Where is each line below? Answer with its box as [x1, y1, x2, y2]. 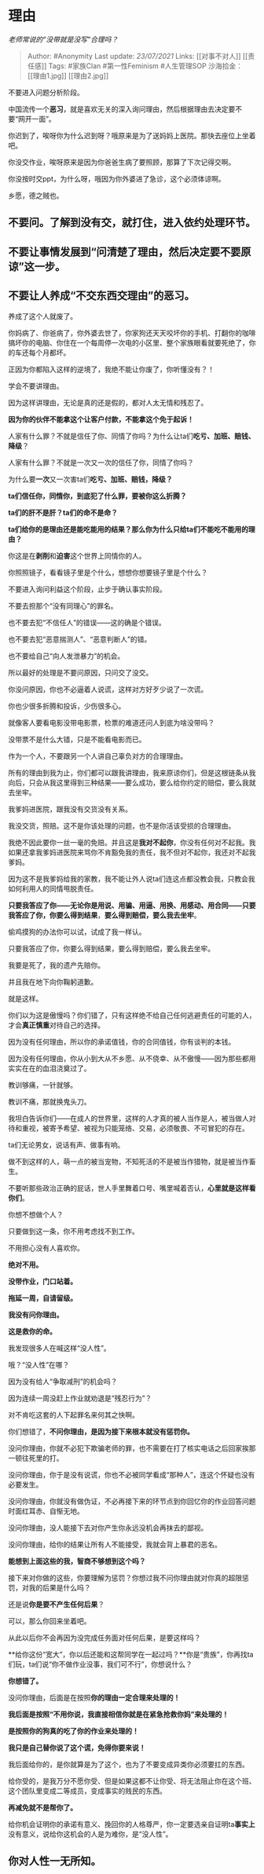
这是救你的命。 [8, 1327, 57, 1336]
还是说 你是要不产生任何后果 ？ [8, 1599, 104, 1609]
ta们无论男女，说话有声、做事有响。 [8, 1140, 125, 1149]
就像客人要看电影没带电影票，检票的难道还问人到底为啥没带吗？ [8, 718, 214, 727]
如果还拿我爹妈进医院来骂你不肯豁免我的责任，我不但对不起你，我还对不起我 [8, 847, 256, 857]
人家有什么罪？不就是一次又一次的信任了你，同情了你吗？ [8, 457, 194, 467]
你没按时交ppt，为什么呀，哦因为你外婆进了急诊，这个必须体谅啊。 [8, 174, 225, 183]
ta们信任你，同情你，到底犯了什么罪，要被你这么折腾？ [8, 491, 187, 500]
